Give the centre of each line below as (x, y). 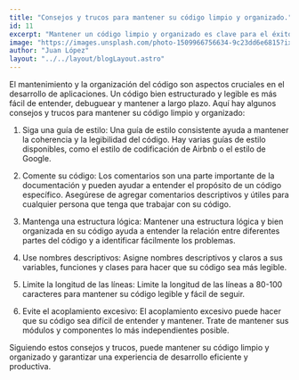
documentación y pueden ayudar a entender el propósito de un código (152, 185)
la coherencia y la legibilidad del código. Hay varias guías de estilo (144, 140)
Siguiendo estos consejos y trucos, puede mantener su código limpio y (139, 347)
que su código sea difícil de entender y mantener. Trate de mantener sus (155, 321)
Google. (36, 158)
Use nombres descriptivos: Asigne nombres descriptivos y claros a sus (152, 258)
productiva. (30, 366)
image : (21, 42)
